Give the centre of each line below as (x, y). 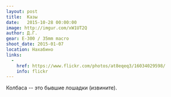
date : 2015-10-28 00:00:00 (41, 22)
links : (14, 55)
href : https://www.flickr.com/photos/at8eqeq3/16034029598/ (91, 66)
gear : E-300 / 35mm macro (37, 39)
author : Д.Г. (22, 33)
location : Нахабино (30, 50)
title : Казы (22, 17)
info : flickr (32, 71)
